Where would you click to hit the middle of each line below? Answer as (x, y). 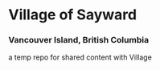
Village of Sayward (73, 15)
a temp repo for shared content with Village (80, 57)
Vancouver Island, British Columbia (79, 40)
